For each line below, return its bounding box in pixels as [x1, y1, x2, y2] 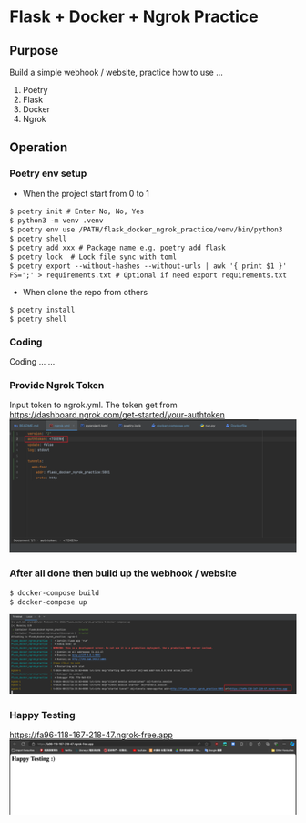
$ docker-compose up [9, 597, 88, 607]
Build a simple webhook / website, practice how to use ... [9, 67, 223, 77]
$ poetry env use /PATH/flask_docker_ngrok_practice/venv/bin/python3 [9, 225, 283, 234]
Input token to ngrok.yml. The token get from [9, 399, 178, 411]
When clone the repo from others [22, 286, 148, 297]
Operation [9, 139, 68, 156]
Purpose [9, 43, 59, 58]
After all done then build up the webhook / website [9, 567, 237, 580]
